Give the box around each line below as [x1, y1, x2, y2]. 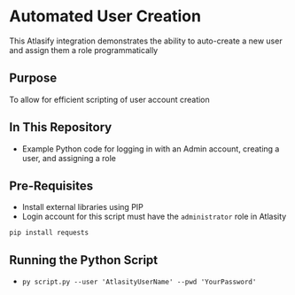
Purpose [9, 71, 58, 86]
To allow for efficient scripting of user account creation [9, 94, 210, 105]
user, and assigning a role [21, 152, 117, 163]
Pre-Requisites [9, 178, 94, 193]
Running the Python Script [9, 252, 159, 268]
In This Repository [9, 120, 113, 135]
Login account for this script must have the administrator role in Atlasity [21, 211, 287, 222]
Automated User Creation [9, 6, 202, 27]
